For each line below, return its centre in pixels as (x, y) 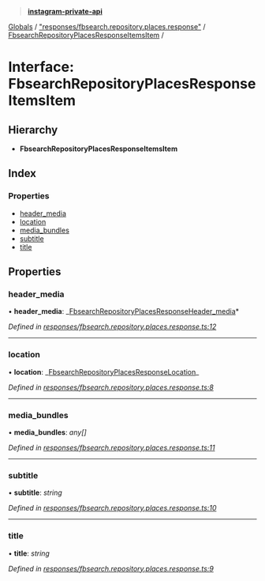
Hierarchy (33, 130)
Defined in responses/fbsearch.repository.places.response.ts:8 (111, 387)
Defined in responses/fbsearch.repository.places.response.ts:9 (111, 568)
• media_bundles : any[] (47, 432)
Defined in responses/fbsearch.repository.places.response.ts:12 (112, 326)
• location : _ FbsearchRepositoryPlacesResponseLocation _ (104, 372)
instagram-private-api (65, 11)
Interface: (41, 67)
